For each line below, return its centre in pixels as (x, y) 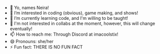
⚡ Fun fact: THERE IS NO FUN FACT (46, 47)
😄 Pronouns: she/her (31, 41)
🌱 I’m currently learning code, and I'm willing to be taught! (69, 18)
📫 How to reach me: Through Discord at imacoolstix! (64, 34)
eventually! (21, 29)
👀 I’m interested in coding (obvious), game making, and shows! (74, 13)
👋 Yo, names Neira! (29, 8)
